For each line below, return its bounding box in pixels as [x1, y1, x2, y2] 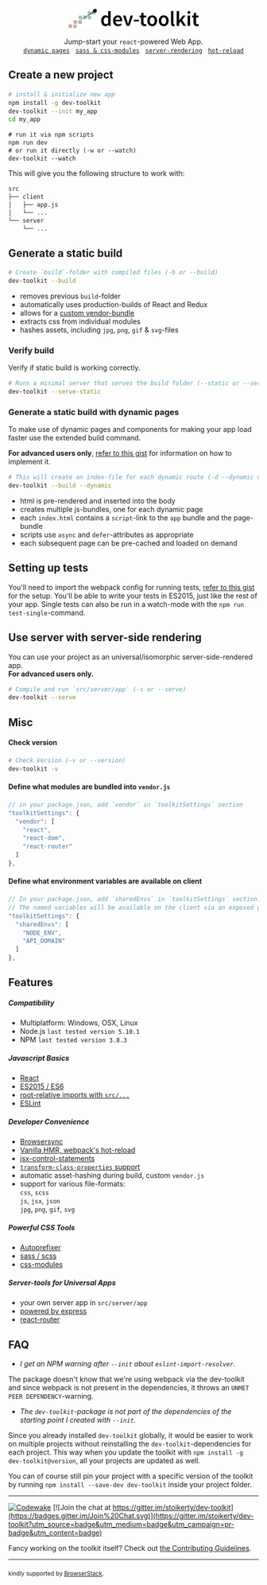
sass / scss [19, 1251, 57, 1261]
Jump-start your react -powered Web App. [64, 37, 203, 46]
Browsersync [19, 1137, 64, 1147]
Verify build [8, 344, 55, 355]
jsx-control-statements [19, 1154, 95, 1163]
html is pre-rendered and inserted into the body [19, 495, 176, 505]
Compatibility [8, 998, 55, 1008]
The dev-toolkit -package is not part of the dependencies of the [19, 1407, 232, 1416]
